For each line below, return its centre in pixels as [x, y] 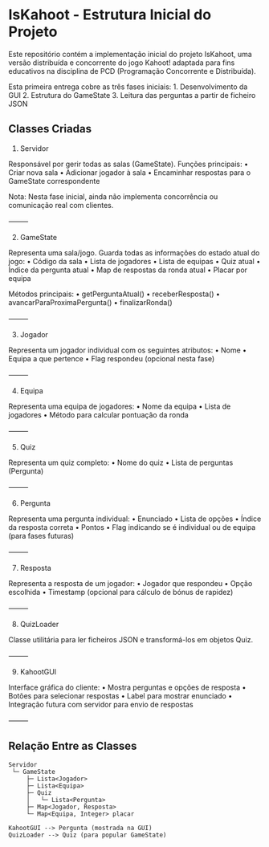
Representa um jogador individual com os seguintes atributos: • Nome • [128, 350]
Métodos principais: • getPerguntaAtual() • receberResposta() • [114, 294]
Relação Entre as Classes [73, 746]
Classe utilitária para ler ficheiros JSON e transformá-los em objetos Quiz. [131, 639]
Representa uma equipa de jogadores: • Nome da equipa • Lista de [120, 406]
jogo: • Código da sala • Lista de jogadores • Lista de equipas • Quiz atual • [134, 261]
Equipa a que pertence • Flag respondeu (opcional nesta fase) [112, 358]
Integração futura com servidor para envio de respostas [101, 704]
